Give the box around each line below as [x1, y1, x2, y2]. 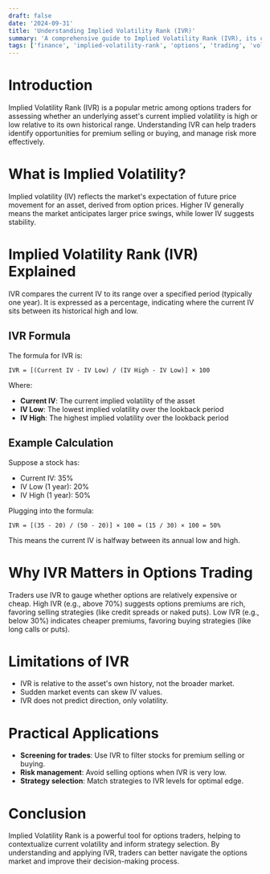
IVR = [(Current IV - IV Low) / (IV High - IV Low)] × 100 [8, 366, 211, 374]
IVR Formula [8, 329, 71, 343]
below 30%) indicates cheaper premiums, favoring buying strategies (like [8, 615, 252, 625]
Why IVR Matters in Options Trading [8, 563, 253, 582]
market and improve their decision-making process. [8, 856, 179, 866]
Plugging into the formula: [8, 505, 94, 515]
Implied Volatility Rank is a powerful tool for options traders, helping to [8, 831, 241, 840]
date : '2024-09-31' [8, 19, 74, 27]
